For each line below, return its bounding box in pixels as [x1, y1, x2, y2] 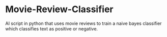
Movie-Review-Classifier [5, 4, 114, 15]
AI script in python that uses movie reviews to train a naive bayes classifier [5, 20, 162, 26]
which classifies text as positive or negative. [5, 25, 98, 31]
